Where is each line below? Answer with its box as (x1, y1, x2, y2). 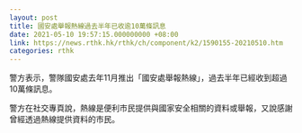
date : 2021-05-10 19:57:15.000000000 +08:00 (9, 30, 179, 39)
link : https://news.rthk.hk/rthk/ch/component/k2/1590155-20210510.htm (9, 38, 283, 48)
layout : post (9, 13, 58, 22)
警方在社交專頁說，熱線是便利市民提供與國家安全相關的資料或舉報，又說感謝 (9, 102, 293, 113)
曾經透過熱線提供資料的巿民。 (9, 114, 120, 125)
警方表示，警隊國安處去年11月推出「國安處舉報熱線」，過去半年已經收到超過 (9, 73, 288, 84)
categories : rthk (9, 47, 75, 56)
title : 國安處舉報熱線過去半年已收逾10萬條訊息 (9, 22, 166, 31)
